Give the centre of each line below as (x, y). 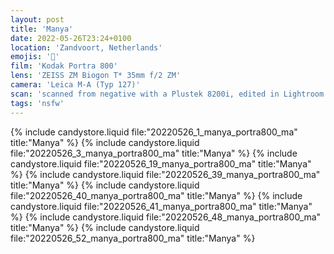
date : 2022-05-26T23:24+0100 (71, 38)
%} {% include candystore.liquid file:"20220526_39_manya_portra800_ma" (165, 174)
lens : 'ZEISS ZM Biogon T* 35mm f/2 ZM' (96, 76)
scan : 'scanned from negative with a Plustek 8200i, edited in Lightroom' (169, 94)
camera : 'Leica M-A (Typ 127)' (75, 85)
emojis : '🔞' (35, 57)
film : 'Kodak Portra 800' (64, 66)
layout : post (37, 19)
